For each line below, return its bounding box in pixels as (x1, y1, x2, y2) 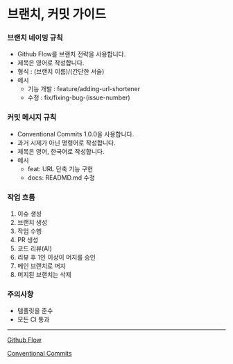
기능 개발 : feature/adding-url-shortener (27, 85, 141, 93)
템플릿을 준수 (17, 307, 53, 315)
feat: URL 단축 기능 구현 (27, 164, 94, 173)
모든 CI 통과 (17, 315, 50, 324)
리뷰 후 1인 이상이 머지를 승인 (17, 253, 96, 262)
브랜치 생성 (17, 219, 48, 227)
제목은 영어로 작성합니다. (17, 58, 85, 67)
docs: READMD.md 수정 (27, 173, 95, 182)
